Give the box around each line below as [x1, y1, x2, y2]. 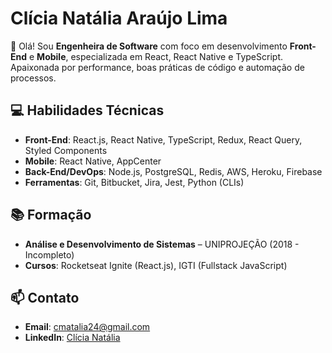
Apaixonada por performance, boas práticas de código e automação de [10, 61, 305, 73]
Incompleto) [24, 248, 75, 261]
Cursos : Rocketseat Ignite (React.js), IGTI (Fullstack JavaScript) [24, 259, 288, 271]
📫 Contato [10, 289, 80, 306]
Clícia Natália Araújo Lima [10, 7, 228, 30]
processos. [10, 72, 57, 84]
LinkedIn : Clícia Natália [24, 332, 121, 344]
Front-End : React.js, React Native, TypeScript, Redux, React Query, [24, 133, 303, 146]
